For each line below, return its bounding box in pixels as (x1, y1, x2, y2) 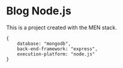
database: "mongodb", (17, 41, 71, 47)
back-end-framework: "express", (17, 46, 98, 52)
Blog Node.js (6, 4, 72, 18)
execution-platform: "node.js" (17, 51, 95, 57)
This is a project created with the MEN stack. (6, 24, 117, 31)
